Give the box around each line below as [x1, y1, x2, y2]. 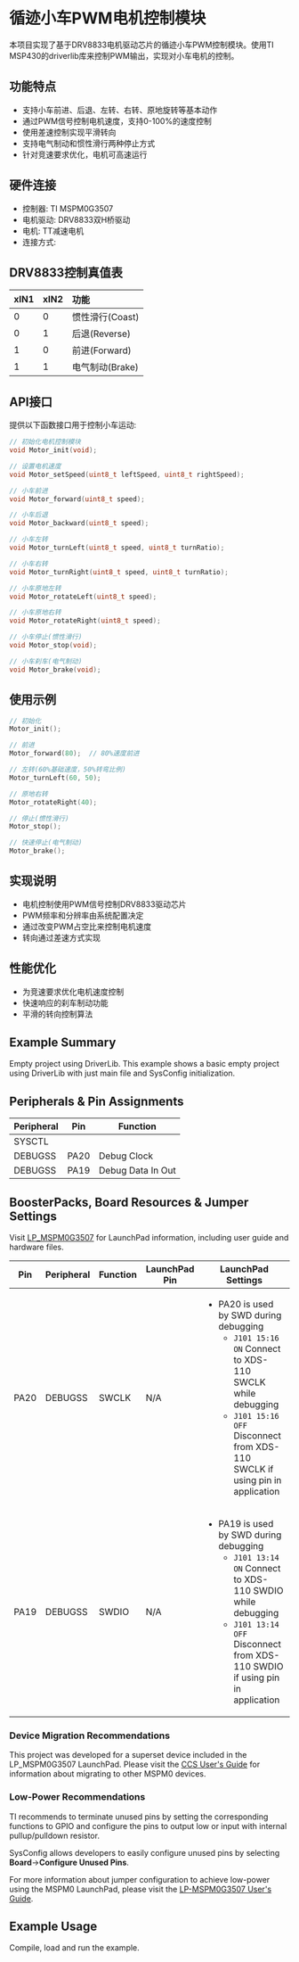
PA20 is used [217, 1298, 274, 1311]
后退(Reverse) [71, 327, 132, 340]
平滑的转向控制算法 [21, 1009, 93, 1019]
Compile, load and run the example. [9, 1942, 140, 1953]
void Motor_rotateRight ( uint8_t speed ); [9, 616, 162, 625]
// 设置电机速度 [9, 461, 61, 471]
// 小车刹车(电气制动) [9, 656, 83, 665]
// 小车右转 [9, 559, 49, 568]
